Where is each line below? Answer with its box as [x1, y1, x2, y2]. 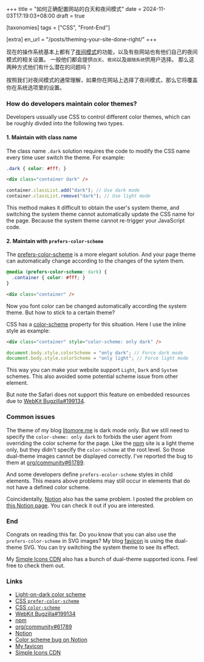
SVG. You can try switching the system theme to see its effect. [23, 543, 180, 551]
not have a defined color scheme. [6, 483, 90, 491]
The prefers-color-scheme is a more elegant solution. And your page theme [6, 251, 196, 258]
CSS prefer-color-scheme [15, 598, 80, 605]
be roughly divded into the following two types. [6, 120, 124, 127]
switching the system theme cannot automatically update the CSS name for [6, 210, 195, 218]
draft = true [56, 12, 85, 19]
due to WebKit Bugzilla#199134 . [6, 398, 86, 405]
